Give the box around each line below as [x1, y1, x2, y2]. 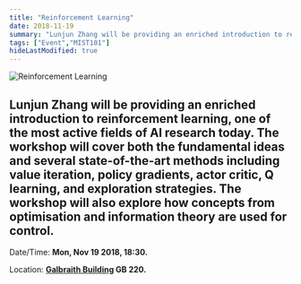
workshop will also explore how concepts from [9, 194, 276, 211]
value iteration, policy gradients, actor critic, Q [9, 167, 275, 182]
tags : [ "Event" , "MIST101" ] [9, 38, 110, 47]
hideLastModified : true [9, 47, 99, 56]
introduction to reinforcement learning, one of [9, 111, 271, 126]
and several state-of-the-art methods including [9, 153, 280, 168]
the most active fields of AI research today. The [9, 125, 279, 140]
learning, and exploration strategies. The [9, 181, 242, 196]
